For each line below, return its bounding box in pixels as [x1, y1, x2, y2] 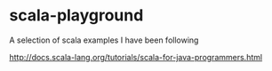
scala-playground [9, 5, 144, 26]
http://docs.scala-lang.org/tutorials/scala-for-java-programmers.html [9, 51, 263, 62]
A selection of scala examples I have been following [9, 35, 199, 45]
